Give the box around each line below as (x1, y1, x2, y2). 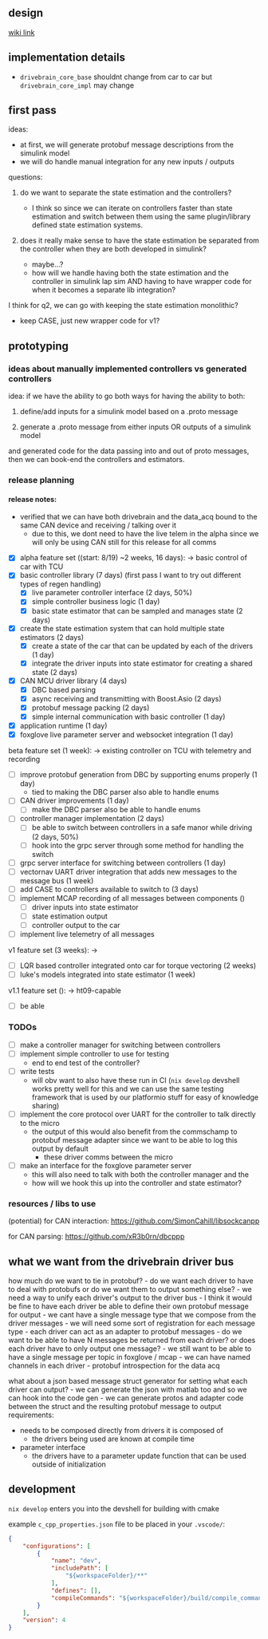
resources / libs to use (8, 1198, 97, 1209)
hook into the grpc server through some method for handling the (31, 840, 244, 850)
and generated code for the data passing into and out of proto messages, (8, 446, 250, 456)
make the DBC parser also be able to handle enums (31, 805, 201, 815)
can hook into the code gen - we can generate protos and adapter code (8, 1392, 244, 1403)
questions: (8, 172, 43, 182)
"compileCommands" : (50, 1594, 116, 1602)
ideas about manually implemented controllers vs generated (8, 363, 247, 374)
